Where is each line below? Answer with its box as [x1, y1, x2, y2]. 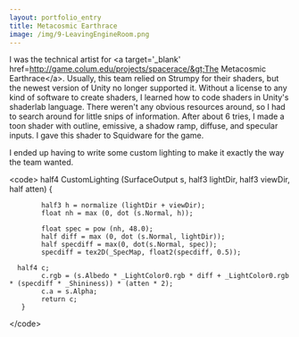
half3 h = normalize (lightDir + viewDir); [41, 201, 205, 210]
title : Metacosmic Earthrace [9, 21, 118, 30]
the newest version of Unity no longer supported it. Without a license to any [9, 82, 287, 94]
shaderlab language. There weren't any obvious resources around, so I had [9, 102, 286, 113]
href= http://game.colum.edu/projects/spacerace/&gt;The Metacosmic [9, 63, 266, 74]
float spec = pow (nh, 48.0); [41, 224, 154, 233]
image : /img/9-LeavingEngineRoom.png [9, 29, 150, 38]
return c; [41, 295, 78, 304]
